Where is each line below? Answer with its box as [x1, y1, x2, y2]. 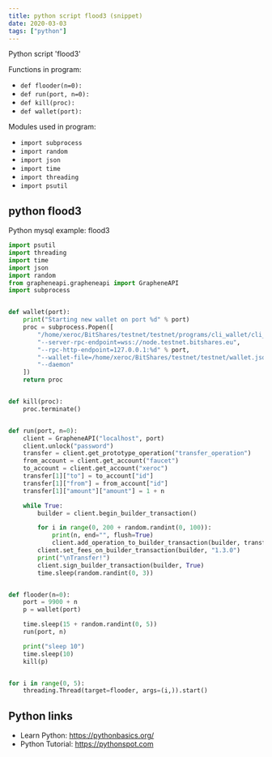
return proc [23, 376, 63, 385]
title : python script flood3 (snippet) [8, 11, 143, 20]
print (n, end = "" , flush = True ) [51, 531, 154, 539]
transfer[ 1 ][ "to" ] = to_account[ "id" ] [23, 472, 154, 480]
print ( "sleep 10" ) [23, 642, 85, 650]
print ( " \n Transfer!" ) [37, 554, 111, 562]
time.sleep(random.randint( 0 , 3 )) [37, 568, 154, 577]
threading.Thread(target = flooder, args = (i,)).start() [23, 687, 208, 695]
